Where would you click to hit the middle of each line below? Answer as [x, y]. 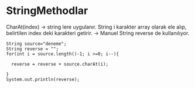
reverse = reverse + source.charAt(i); [60, 64]
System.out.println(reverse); [43, 79]
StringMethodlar [47, 11]
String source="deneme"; [36, 44]
